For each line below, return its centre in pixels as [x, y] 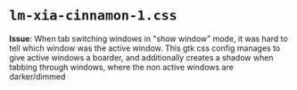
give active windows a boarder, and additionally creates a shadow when [141, 57]
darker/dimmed [37, 76]
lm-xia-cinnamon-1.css [93, 16]
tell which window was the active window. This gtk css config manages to [145, 48]
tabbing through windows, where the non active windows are [121, 67]
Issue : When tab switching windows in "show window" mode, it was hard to [148, 38]
